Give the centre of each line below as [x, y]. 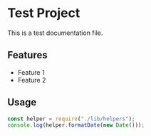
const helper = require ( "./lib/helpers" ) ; [71, 119]
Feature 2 [32, 80]
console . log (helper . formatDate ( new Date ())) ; [76, 125]
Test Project [44, 13]
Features [27, 55]
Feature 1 [31, 72]
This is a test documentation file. [55, 33]
